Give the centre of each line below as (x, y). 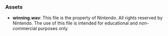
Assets (14, 7)
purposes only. (53, 28)
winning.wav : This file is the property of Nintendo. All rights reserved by (88, 18)
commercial (25, 28)
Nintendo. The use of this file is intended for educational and (75, 23)
